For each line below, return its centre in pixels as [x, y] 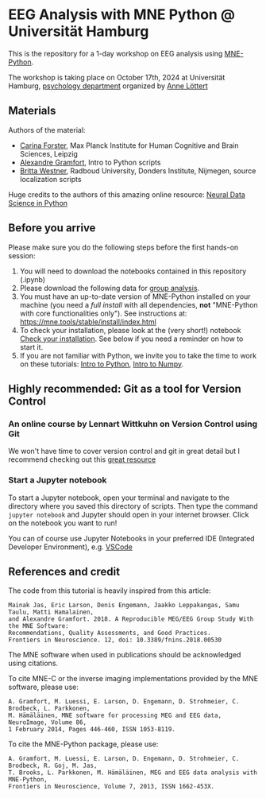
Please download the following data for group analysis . [110, 288]
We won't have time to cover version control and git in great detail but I [124, 451]
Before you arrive [52, 228]
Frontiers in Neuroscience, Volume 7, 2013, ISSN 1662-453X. [112, 787]
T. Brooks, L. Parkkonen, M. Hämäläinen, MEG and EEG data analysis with [133, 773]
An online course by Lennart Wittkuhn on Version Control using [133, 424]
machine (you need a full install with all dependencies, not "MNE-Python [139, 304]
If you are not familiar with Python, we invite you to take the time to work [138, 355]
